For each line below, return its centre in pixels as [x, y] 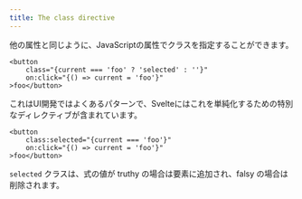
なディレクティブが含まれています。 [76, 115]
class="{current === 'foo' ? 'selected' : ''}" [117, 70]
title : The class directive [62, 18]
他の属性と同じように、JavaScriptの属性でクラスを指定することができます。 [151, 44]
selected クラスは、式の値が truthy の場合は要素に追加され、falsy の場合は [149, 174]
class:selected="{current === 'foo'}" [99, 140]
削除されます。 [37, 185]
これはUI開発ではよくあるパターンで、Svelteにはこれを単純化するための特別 [151, 103]
